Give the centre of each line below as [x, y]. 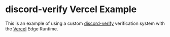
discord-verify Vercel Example [71, 9]
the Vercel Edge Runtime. [32, 28]
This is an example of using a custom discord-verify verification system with [85, 23]
